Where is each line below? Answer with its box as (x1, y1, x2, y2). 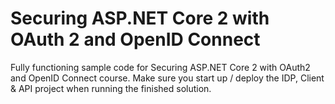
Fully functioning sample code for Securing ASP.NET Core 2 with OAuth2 (10, 61, 311, 73)
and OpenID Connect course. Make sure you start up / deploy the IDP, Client (10, 72, 325, 84)
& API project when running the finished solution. (10, 82, 212, 94)
